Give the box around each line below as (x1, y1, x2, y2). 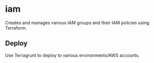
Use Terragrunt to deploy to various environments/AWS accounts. (5, 52, 140, 58)
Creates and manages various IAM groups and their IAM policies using (5, 20, 150, 26)
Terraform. (5, 25, 27, 31)
